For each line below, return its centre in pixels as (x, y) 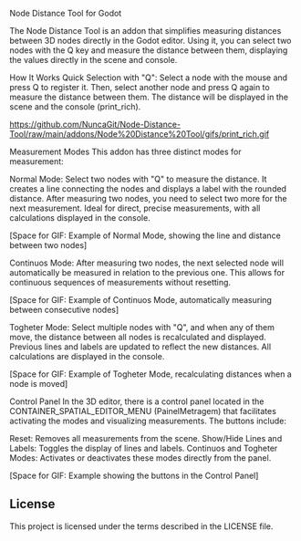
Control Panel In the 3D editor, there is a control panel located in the (137, 401)
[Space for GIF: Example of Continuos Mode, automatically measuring (140, 300)
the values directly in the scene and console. (93, 60)
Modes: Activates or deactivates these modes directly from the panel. (140, 458)
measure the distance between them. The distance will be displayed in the (149, 97)
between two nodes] (48, 245)
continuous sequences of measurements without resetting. (120, 282)
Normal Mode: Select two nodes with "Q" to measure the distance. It (138, 179)
